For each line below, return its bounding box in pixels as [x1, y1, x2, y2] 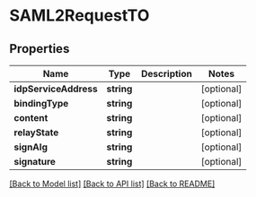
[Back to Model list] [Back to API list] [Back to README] [9, 178, 216, 189]
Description [140, 68, 193, 80]
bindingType [13, 98, 69, 109]
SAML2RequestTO [9, 5, 150, 26]
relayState [13, 126, 59, 139]
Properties [9, 41, 70, 56]
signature [13, 156, 57, 167]
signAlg [13, 141, 48, 153]
